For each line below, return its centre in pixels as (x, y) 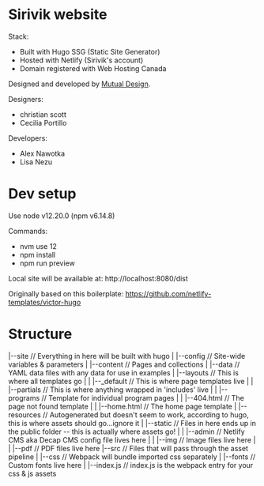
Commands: (28, 231)
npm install (38, 254)
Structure (40, 334)
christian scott (43, 114)
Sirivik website (58, 15)
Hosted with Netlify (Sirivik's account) (81, 60)
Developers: (28, 138)
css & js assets (32, 473)
